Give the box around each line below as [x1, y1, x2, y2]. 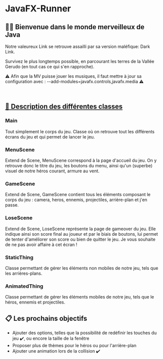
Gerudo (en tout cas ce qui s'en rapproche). [5, 64, 95, 69]
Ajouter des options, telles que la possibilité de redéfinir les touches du [12, 330, 157, 336]
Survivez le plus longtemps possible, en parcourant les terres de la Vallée [5, 58, 155, 64]
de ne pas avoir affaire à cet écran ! [5, 241, 78, 248]
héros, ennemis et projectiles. [5, 299, 66, 305]
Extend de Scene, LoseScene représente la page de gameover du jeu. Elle [5, 226, 156, 232]
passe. [5, 202, 19, 208]
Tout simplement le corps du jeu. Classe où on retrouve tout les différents [5, 128, 155, 134]
